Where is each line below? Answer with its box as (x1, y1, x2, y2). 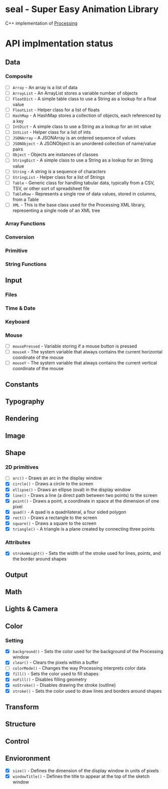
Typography (5, 397, 44, 406)
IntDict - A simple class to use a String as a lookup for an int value (12, 123, 152, 129)
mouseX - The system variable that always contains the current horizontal (12, 349, 162, 355)
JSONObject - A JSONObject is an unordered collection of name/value (12, 140, 156, 147)
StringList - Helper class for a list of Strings (12, 174, 105, 180)
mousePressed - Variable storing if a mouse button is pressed (12, 343, 137, 349)
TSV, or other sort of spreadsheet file (12, 185, 90, 191)
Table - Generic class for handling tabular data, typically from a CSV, (12, 180, 155, 186)
